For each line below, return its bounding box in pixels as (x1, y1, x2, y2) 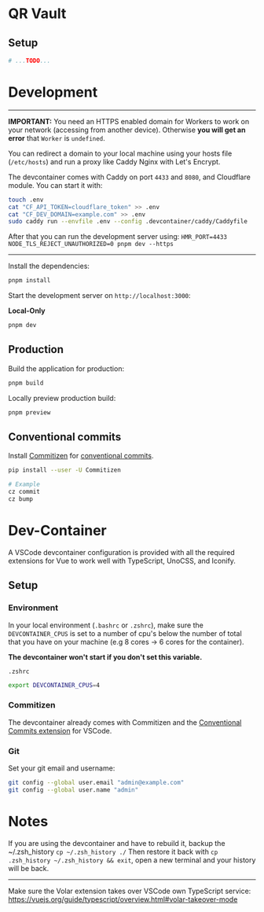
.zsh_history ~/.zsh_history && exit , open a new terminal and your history (8, 855, 256, 865)
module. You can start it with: (8, 180, 103, 189)
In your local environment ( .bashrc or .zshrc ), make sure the (8, 620, 204, 630)
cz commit (8, 488, 41, 496)
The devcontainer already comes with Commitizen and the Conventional (8, 717, 242, 727)
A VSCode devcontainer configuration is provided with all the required (8, 547, 235, 557)
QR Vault (8, 5, 67, 23)
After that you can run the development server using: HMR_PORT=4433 (8, 232, 228, 241)
